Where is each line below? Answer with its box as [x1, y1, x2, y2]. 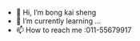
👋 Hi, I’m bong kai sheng [15, 8, 97, 17]
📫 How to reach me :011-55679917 [15, 25, 132, 35]
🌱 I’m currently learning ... [15, 16, 102, 26]
